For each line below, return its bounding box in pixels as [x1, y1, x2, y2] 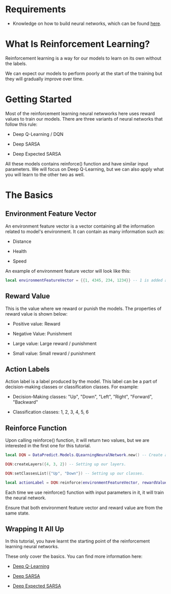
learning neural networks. [5, 544, 60, 550]
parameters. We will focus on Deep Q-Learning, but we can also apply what [5, 166, 164, 172]
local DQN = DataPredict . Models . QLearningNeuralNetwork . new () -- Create [5, 452, 163, 458]
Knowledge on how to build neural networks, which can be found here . [12, 20, 161, 26]
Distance [12, 238, 32, 244]
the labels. [5, 60, 27, 67]
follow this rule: [5, 121, 38, 127]
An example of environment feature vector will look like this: [5, 268, 131, 274]
